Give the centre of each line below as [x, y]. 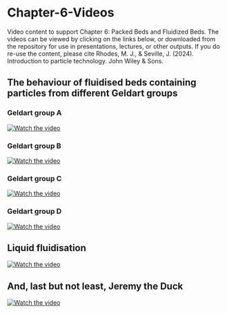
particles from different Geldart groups [92, 93]
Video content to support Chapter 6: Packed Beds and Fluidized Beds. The [113, 32]
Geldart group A [34, 113]
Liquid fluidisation [47, 248]
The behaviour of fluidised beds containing [102, 83]
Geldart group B [34, 146]
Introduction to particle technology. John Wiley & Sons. [86, 61]
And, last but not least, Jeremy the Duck [95, 286]
